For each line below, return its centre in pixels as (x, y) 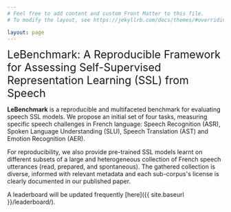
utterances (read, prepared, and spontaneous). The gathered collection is (111, 167)
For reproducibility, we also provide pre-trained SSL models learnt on (105, 152)
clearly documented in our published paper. (69, 181)
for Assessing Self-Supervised (84, 67)
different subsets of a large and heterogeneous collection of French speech (114, 160)
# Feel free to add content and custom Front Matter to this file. (106, 13)
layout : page (26, 32)
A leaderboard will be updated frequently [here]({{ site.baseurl (96, 195)
